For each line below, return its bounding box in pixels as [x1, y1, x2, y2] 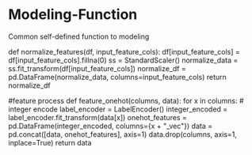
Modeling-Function [8, 6, 138, 24]
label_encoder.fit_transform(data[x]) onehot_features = [8, 112, 188, 122]
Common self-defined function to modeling [8, 32, 150, 41]
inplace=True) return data [8, 138, 92, 147]
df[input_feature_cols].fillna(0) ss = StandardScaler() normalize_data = [8, 55, 239, 65]
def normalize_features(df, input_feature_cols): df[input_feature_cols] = [8, 47, 240, 56]
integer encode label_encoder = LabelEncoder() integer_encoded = [8, 104, 228, 114]
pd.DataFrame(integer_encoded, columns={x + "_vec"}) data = [8, 121, 212, 130]
